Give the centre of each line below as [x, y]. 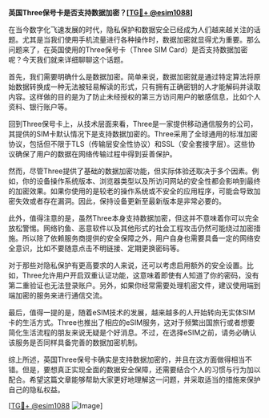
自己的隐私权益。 [36, 390]
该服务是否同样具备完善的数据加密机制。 [75, 343]
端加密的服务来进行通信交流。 [57, 295]
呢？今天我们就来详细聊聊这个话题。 [68, 60]
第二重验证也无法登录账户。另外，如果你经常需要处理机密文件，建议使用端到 [134, 285]
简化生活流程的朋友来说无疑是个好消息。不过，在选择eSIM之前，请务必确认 [132, 333]
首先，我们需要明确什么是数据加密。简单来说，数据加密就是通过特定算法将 [131, 77]
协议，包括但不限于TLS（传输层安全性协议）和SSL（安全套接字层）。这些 [128, 144]
